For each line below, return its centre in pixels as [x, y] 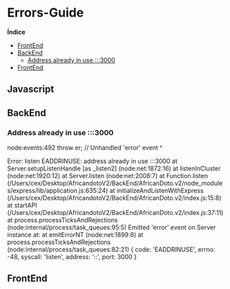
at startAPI [22, 205]
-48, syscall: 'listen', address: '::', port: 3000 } [72, 257]
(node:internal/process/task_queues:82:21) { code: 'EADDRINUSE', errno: [111, 249]
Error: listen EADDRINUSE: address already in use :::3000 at [92, 161]
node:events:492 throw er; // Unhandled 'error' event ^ [85, 148]
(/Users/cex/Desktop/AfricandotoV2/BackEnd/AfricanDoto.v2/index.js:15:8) [114, 198]
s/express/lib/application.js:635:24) [58, 191]
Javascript [31, 89]
